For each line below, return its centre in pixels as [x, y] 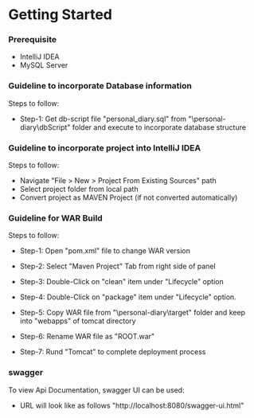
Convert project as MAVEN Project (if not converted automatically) [129, 197]
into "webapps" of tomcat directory [78, 321]
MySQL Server [44, 65]
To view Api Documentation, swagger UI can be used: [96, 390]
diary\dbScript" [45, 127]
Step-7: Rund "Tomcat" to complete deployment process [113, 352]
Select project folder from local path [79, 189]
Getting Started [61, 15]
